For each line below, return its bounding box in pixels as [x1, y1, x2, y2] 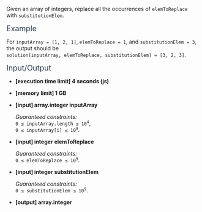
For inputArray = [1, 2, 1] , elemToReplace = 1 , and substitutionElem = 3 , [6, 38, 197, 45]
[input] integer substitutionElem [15, 168, 99, 175]
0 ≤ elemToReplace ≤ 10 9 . [15, 156, 80, 164]
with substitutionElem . [6, 12, 64, 19]
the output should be [6, 45, 59, 51]
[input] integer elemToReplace [15, 138, 94, 145]
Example [6, 24, 37, 33]
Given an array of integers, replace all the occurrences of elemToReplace [6, 6, 188, 12]
